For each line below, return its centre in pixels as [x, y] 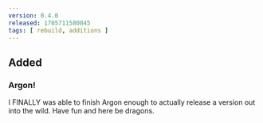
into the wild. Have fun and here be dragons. [81, 111]
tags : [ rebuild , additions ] [59, 30]
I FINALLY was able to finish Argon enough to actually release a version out [132, 102]
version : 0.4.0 [33, 15]
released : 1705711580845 [49, 23]
